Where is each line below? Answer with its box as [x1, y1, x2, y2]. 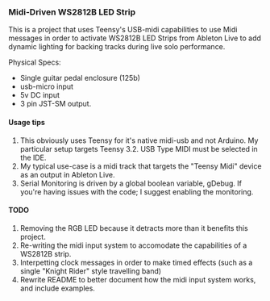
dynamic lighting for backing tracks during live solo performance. [8, 42, 226, 52]
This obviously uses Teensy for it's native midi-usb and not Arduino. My [19, 136, 259, 145]
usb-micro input [19, 82, 74, 91]
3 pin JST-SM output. [19, 99, 92, 109]
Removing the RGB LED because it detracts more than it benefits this [19, 223, 248, 232]
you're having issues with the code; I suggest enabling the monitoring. [19, 186, 254, 196]
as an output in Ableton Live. [19, 169, 115, 179]
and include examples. [19, 283, 95, 293]
